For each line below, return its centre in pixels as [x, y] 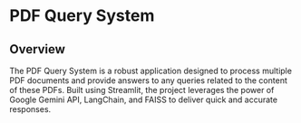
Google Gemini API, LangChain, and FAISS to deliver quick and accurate [144, 99]
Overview [38, 49]
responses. [30, 109]
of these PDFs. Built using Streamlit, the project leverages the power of [142, 90]
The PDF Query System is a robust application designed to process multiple [151, 71]
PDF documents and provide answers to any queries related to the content [148, 80]
